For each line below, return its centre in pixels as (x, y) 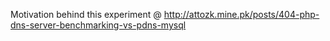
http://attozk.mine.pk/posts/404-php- (241, 14)
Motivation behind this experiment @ (86, 14)
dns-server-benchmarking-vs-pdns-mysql (98, 25)
